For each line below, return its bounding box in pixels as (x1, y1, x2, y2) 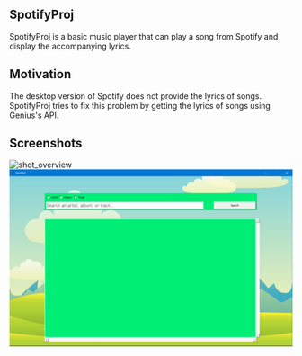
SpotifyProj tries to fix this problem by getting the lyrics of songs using (9, 100, 271, 111)
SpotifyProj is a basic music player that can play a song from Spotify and (9, 31, 279, 41)
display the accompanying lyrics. (9, 40, 132, 51)
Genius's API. (9, 110, 59, 120)
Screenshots (9, 136, 83, 151)
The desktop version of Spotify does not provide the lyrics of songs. (9, 90, 262, 102)
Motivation (9, 67, 72, 82)
